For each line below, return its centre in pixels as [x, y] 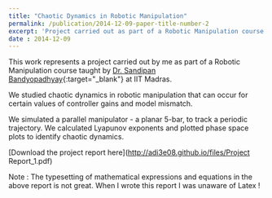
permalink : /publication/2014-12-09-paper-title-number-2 [109, 24]
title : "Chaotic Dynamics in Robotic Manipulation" [98, 16]
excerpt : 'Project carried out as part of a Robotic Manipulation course [136, 31]
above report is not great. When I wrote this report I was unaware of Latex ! [134, 186]
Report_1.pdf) [31, 161]
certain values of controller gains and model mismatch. [101, 103]
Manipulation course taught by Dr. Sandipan [82, 71]
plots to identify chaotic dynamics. [66, 137]
